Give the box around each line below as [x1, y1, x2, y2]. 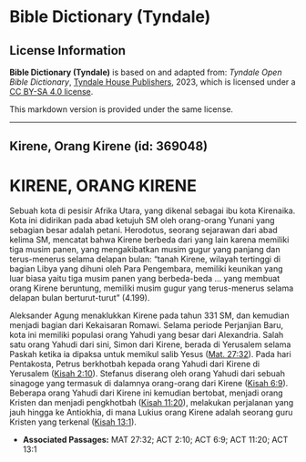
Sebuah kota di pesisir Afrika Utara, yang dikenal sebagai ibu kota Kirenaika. [9, 205, 296, 216]
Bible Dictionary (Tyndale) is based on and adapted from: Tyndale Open [9, 67, 282, 77]
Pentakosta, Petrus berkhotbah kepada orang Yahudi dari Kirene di [9, 358, 260, 370]
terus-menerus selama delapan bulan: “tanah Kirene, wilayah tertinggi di [9, 253, 280, 265]
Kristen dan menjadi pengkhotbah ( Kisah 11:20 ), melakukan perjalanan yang [9, 397, 294, 408]
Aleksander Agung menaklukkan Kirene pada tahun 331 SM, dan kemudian [9, 310, 290, 321]
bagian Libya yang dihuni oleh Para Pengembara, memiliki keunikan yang [9, 263, 284, 274]
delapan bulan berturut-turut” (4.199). [9, 293, 150, 303]
